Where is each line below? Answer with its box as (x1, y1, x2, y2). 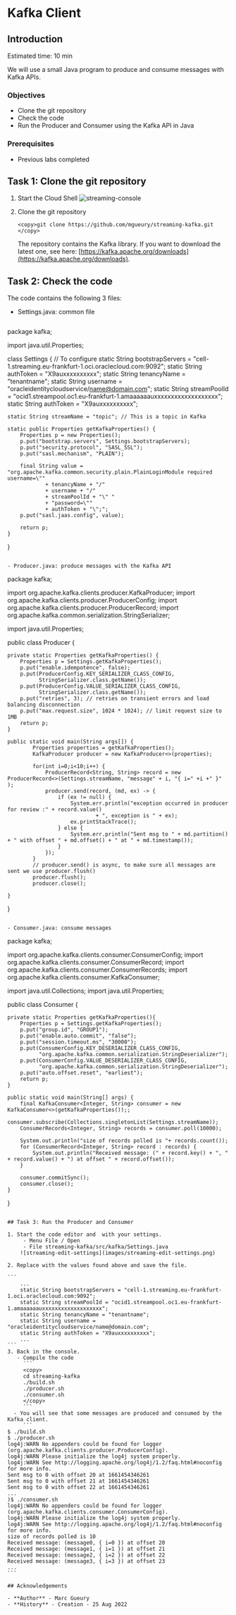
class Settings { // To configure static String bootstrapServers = (7, 354, 192, 364)
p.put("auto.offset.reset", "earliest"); (20, 1070, 143, 1077)
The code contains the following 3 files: (7, 294, 122, 302)
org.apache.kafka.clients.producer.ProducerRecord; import (7, 604, 179, 612)
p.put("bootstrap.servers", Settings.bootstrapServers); (20, 438, 191, 445)
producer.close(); (32, 880, 87, 887)
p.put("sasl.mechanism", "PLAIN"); (20, 450, 125, 457)
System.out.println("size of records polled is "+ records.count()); (20, 1137, 229, 1144)
